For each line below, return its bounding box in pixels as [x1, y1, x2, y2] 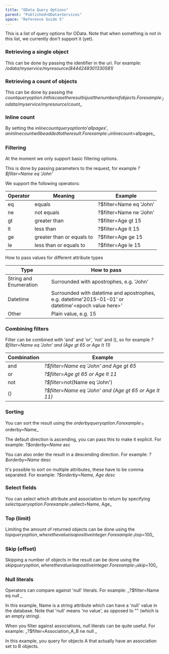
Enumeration [8, 281, 38, 288]
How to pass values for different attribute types [5, 255, 103, 261]
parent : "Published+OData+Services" [5, 12, 82, 17]
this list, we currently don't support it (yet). [5, 36, 94, 42]
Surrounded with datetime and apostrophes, [51, 290, 155, 297]
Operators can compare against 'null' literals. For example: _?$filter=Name [5, 587, 159, 594]
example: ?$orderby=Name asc [5, 441, 70, 448]
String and [8, 275, 33, 282]
